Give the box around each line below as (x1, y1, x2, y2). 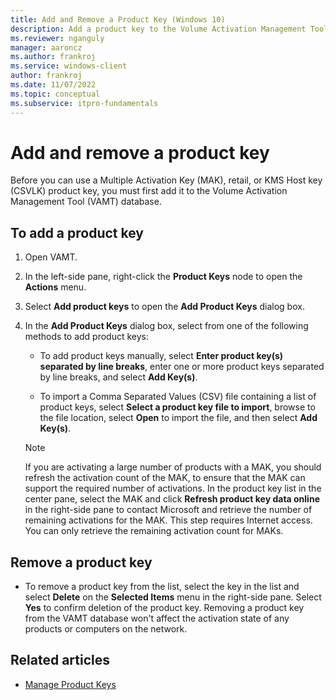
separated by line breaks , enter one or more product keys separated (39, 361, 325, 373)
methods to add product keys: (24, 331, 150, 343)
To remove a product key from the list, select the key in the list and (24, 581, 300, 593)
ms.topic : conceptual (10, 89, 101, 99)
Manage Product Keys (24, 678, 117, 690)
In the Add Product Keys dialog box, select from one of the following (24, 320, 309, 332)
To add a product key (10, 224, 145, 241)
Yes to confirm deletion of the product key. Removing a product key (24, 602, 305, 614)
